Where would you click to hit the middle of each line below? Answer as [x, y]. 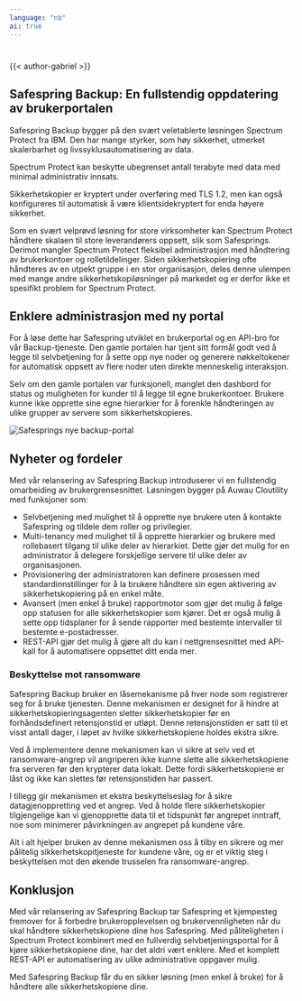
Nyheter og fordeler [66, 459]
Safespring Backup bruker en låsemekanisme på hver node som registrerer [149, 694]
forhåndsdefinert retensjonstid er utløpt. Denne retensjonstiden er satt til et [149, 723]
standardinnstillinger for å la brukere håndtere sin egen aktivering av [149, 584]
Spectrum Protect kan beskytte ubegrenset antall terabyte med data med [145, 167]
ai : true [26, 26]
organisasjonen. [52, 565]
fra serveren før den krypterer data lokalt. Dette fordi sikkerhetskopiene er [147, 769]
